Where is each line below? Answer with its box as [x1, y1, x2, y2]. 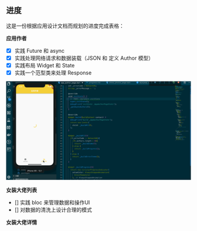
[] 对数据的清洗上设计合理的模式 [14, 206, 92, 213]
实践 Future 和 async [14, 47, 65, 54]
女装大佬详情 [6, 219, 37, 226]
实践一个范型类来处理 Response [14, 69, 92, 76]
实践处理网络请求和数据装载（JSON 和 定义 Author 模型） [14, 55, 154, 62]
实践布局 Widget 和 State [14, 62, 75, 69]
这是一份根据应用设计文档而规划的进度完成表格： [6, 22, 124, 29]
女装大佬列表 [6, 186, 37, 193]
